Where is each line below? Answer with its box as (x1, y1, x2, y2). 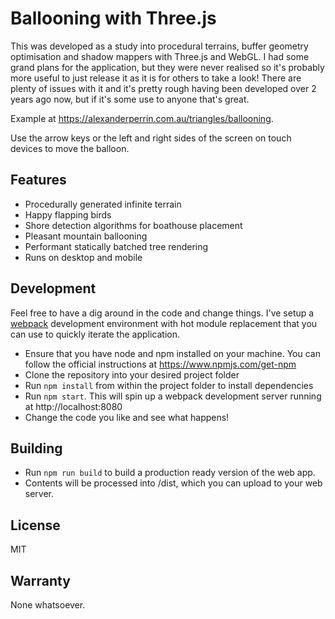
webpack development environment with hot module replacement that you (10, 317, 318, 329)
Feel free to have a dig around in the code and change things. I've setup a (10, 307, 315, 319)
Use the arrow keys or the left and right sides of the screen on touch (10, 132, 292, 144)
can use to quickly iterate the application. (10, 328, 181, 340)
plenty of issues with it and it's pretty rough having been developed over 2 (10, 82, 317, 94)
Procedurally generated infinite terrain (24, 198, 182, 210)
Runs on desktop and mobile (24, 251, 143, 263)
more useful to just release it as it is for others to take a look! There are (10, 72, 302, 84)
